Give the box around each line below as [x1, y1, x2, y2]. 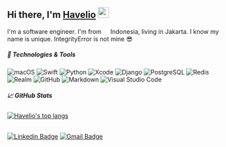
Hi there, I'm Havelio [7, 9, 97, 21]
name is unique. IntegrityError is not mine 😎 [7, 35, 133, 43]
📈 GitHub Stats [7, 91, 53, 100]
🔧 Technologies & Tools [7, 50, 76, 59]
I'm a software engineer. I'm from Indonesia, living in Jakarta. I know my [7, 27, 219, 35]
